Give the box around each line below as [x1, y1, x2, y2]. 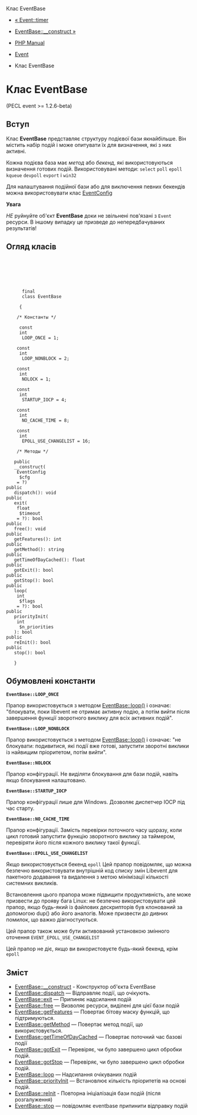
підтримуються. [14, 1015, 55, 1022]
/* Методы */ [16, 448, 49, 454]
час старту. [6, 805, 35, 812]
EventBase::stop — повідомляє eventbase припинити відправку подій [14, 1103, 188, 1110]
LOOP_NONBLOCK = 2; [21, 355, 69, 362]
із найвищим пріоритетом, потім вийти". [6, 749, 107, 756]
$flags [19, 598, 35, 604]
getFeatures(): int [14, 536, 62, 542]
